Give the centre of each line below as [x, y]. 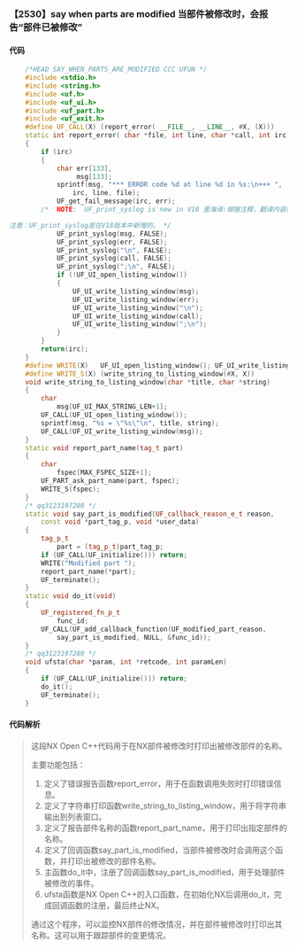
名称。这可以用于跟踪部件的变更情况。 [100, 935]
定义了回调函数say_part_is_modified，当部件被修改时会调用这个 [160, 850]
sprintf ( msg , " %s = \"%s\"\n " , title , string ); [130, 423]
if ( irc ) [57, 152]
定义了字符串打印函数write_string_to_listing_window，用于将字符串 [165, 805]
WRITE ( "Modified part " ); [89, 563]
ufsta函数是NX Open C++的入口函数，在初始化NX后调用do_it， [159, 894]
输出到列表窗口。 [75, 816]
